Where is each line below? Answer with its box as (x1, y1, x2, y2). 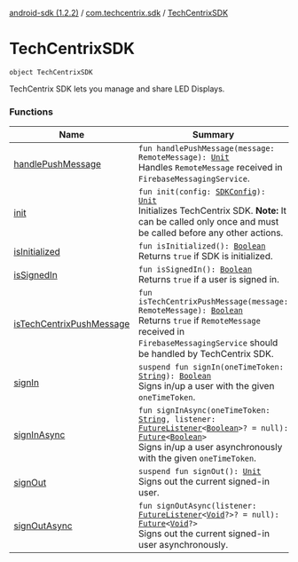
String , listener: (138, 415, 216, 424)
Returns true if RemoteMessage (138, 314, 262, 327)
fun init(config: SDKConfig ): (138, 186, 266, 197)
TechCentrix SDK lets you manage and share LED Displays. (9, 83, 225, 94)
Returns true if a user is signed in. (138, 273, 279, 286)
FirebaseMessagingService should (138, 336, 278, 349)
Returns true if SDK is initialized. (138, 250, 273, 263)
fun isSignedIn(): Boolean (138, 265, 253, 274)
